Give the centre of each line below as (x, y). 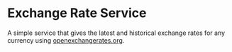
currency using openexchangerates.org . (66, 40)
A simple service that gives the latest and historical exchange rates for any (116, 33)
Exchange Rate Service (77, 13)
